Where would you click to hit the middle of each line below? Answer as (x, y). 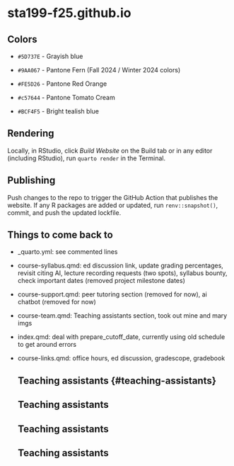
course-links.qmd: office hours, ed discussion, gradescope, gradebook (121, 358)
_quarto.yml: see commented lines (68, 252)
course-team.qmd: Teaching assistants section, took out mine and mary (122, 316)
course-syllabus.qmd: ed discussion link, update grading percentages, (121, 266)
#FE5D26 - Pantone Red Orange (62, 84)
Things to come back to (60, 235)
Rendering (31, 134)
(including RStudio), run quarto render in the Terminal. (87, 158)
